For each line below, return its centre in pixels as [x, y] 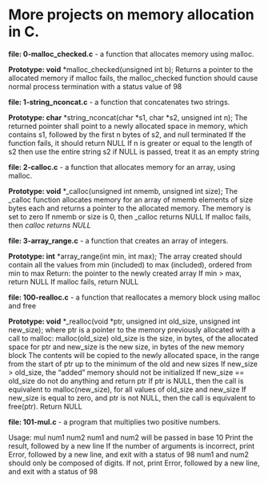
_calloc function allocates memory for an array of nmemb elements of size [131, 199]
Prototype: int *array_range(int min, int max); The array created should [125, 256]
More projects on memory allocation [131, 15]
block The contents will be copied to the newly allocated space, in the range [134, 355]
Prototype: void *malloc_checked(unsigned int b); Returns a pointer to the [131, 69]
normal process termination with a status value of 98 [95, 87]
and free [22, 305]
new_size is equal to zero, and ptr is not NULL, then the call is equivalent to [132, 397]
